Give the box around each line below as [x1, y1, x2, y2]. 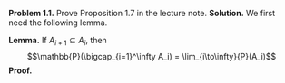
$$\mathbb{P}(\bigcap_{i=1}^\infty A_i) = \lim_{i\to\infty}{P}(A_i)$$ [26, 51, 277, 61]
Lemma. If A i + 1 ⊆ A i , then [8, 35, 108, 48]
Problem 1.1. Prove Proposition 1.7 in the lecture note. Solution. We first [8, 8, 276, 18]
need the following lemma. [8, 17, 108, 28]
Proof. [8, 65, 33, 76]
